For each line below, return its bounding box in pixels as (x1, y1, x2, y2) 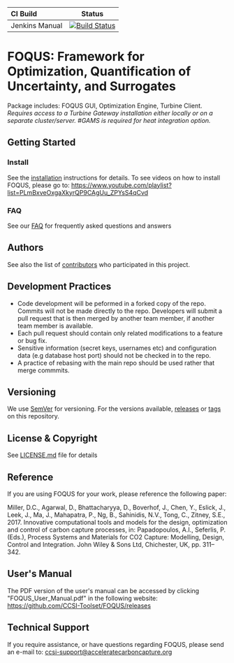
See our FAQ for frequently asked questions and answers (7, 221, 172, 230)
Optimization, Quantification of (7, 64, 191, 80)
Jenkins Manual (10, 21, 63, 30)
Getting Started (7, 136, 76, 149)
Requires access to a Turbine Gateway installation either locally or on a (7, 108, 213, 117)
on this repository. (7, 412, 59, 421)
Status (81, 9, 103, 18)
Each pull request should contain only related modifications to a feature (17, 328, 224, 337)
